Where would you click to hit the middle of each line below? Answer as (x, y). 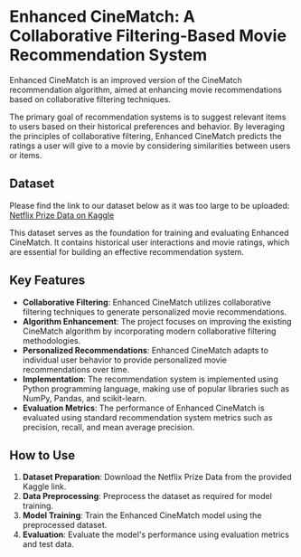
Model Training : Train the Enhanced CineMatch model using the (142, 515)
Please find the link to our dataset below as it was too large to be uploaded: (150, 205)
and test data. (48, 544)
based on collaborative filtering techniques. (90, 99)
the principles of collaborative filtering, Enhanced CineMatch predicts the (146, 136)
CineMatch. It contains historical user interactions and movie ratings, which (150, 242)
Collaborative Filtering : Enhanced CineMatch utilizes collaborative (146, 302)
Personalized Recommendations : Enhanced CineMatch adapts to (146, 350)
